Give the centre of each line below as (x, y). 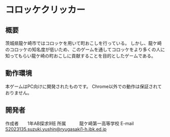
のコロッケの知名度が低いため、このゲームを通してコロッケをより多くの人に (85, 50)
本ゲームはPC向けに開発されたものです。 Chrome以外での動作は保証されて (84, 86)
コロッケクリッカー (45, 10)
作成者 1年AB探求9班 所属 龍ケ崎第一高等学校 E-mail (70, 123)
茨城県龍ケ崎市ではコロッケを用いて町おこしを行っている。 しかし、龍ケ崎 (83, 43)
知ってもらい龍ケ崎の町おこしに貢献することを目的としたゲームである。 (81, 56)
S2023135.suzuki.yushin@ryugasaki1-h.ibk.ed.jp (56, 129)
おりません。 (19, 93)
